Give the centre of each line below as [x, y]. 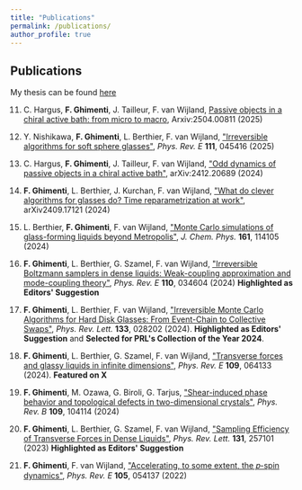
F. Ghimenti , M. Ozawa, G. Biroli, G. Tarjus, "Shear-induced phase [145, 393]
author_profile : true [51, 34]
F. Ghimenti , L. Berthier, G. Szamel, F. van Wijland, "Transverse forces [153, 356]
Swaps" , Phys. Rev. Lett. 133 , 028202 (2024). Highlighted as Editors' [152, 329]
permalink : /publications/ [61, 26]
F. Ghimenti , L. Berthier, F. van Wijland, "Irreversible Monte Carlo [143, 310]
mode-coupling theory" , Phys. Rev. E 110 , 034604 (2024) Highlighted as [158, 283]
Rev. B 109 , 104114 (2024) [71, 412]
